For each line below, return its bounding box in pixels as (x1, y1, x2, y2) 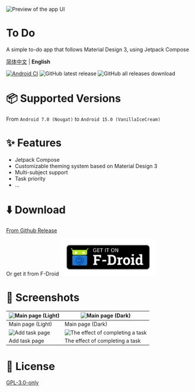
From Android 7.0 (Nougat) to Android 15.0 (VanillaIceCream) (6, 115, 161, 123)
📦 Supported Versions (6, 92, 122, 105)
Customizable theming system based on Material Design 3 (14, 162, 158, 169)
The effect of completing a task (64, 337, 141, 344)
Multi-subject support (14, 169, 68, 176)
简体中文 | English (6, 58, 50, 65)
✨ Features (6, 136, 62, 150)
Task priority (14, 175, 46, 182)
